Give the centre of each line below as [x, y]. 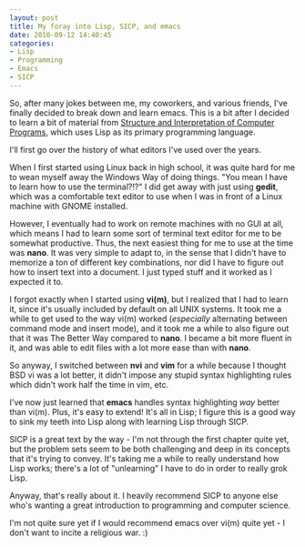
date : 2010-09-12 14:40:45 [61, 35]
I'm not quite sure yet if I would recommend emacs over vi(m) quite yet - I [147, 522]
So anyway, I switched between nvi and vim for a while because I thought [148, 365]
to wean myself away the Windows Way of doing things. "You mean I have [149, 177]
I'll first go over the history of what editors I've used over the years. [136, 149]
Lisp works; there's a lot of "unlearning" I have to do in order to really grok [149, 468]
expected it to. [36, 281]
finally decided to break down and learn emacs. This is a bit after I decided [149, 112]
